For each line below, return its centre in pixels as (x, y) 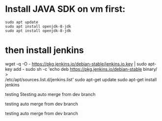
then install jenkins (45, 50)
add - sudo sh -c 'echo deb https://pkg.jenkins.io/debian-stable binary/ (85, 69)
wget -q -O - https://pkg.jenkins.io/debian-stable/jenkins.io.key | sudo (76, 64)
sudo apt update (22, 22)
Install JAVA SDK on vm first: (65, 9)
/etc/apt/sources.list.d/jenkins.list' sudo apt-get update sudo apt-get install (81, 79)
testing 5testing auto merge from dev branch (50, 94)
